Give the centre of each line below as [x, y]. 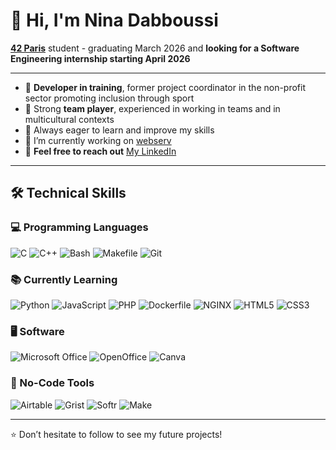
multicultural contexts [69, 119]
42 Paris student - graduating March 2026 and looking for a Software [155, 48]
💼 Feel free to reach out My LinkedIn [100, 151]
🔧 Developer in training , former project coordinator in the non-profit [165, 87]
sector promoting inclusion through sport [109, 98]
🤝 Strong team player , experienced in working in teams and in [152, 108]
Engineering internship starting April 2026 [100, 58]
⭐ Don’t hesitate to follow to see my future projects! [116, 434]
